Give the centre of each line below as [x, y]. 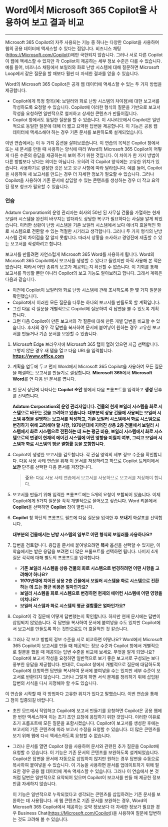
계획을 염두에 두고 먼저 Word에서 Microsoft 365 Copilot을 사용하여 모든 [83, 367]
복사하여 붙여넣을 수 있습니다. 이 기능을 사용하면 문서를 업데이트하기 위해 [83, 765]
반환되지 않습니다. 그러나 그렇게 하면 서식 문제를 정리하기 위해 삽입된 [92, 677]
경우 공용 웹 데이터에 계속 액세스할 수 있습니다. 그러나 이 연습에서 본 [88, 771]
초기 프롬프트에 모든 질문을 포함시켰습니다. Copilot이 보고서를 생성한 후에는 [86, 723]
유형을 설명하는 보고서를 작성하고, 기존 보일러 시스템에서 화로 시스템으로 [91, 419]
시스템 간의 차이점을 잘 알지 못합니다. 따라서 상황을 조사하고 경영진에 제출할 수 [81, 237]
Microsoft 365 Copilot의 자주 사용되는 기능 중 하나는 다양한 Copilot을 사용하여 [82, 42]
